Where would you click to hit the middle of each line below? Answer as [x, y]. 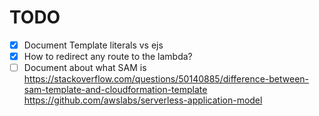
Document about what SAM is [85, 68]
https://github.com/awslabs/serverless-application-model [143, 100]
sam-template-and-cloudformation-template [115, 90]
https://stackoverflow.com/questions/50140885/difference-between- [166, 79]
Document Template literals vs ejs [93, 45]
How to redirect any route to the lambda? [108, 56]
